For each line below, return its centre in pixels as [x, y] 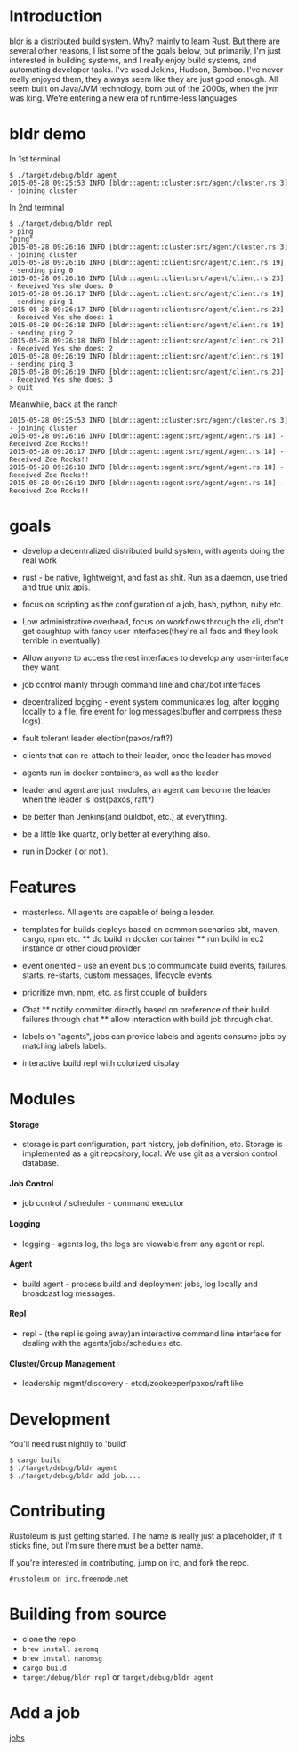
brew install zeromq [60, 1649]
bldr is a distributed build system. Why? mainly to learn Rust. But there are [145, 41]
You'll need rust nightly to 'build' [68, 1444]
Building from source [88, 1614]
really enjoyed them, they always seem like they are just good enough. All [144, 79]
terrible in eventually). [62, 640]
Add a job [45, 1713]
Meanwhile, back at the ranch [64, 404]
